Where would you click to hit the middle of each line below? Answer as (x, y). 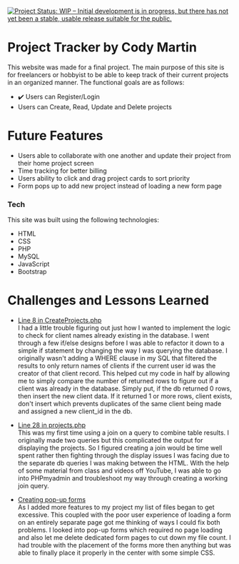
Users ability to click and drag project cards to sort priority (104, 178)
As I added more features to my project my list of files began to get (116, 508)
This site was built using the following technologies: (83, 220)
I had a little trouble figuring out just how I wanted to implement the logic (124, 328)
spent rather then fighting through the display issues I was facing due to (123, 455)
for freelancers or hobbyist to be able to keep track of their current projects (118, 74)
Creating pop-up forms (52, 500)
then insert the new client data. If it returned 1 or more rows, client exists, (125, 396)
